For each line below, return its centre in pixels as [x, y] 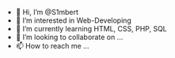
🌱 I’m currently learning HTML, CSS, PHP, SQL [91, 29]
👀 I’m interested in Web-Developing [74, 20]
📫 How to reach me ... [52, 46]
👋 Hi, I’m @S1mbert [47, 12]
